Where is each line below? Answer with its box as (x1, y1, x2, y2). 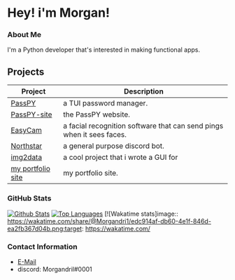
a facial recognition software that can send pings (62, 121, 224, 131)
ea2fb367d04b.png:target (7, 224, 83, 233)
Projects (7, 66, 45, 78)
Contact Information (7, 242, 78, 251)
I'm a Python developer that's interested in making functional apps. (7, 45, 201, 54)
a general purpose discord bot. (62, 141, 164, 151)
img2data (10, 152, 43, 162)
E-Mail (17, 257, 36, 266)
